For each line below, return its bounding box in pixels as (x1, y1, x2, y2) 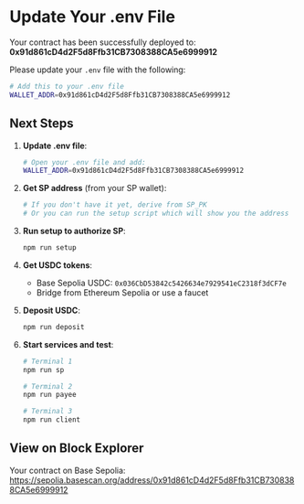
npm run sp (22, 365, 65, 374)
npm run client (22, 415, 81, 424)
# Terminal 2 (22, 381, 73, 391)
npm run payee (22, 391, 77, 400)
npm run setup (22, 243, 77, 252)
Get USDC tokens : (22, 259, 93, 271)
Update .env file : (22, 140, 88, 151)
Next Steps (9, 116, 74, 132)
